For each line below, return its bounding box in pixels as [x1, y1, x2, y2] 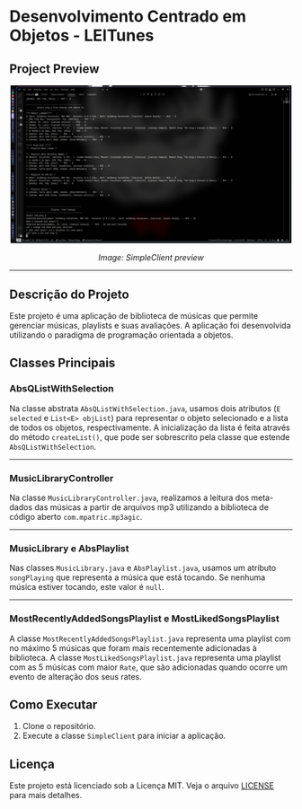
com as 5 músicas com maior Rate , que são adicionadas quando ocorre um [9, 662, 288, 673]
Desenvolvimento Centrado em [9, 6, 247, 27]
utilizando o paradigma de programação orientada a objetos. [9, 330, 234, 340]
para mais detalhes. [9, 790, 83, 801]
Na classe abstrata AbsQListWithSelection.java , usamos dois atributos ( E [9, 402, 281, 414]
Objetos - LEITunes [9, 25, 155, 46]
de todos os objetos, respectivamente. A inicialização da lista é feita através [9, 422, 290, 433]
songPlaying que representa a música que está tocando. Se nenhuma [9, 572, 266, 583]
